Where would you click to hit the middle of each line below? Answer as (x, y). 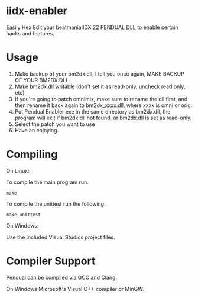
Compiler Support (51, 261)
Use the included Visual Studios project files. (61, 237)
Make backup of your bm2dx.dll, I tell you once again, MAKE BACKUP (100, 74)
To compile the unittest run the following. (56, 204)
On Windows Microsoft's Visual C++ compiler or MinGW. (75, 289)
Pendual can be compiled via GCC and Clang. (61, 277)
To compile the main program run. (47, 182)
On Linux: (18, 170)
